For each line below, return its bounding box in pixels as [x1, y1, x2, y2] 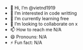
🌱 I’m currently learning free [10, 16, 69, 21]
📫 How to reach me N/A [10, 27, 62, 32]
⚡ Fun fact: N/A [10, 39, 42, 45]
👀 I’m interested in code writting [10, 10, 77, 16]
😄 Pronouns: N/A [10, 34, 47, 40]
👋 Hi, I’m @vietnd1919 [10, 5, 56, 11]
